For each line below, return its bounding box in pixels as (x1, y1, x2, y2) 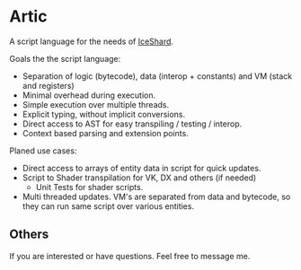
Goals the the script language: (9, 53, 121, 64)
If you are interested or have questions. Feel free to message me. (9, 250, 251, 261)
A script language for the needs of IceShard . (9, 36, 173, 47)
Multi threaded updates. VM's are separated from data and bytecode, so (22, 191, 291, 202)
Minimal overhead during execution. (22, 90, 155, 100)
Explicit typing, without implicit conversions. (22, 109, 186, 119)
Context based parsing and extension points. (22, 127, 189, 138)
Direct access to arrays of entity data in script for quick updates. (22, 162, 261, 173)
